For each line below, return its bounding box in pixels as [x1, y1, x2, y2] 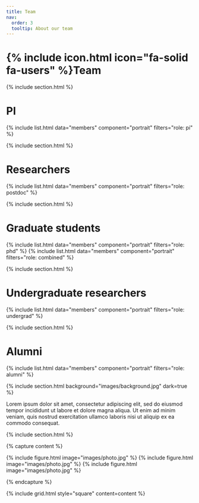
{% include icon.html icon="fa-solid [6, 51, 188, 64]
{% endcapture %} [6, 478, 52, 485]
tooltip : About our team [11, 25, 73, 32]
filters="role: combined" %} [6, 254, 74, 261]
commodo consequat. [6, 419, 60, 427]
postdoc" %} [6, 189, 37, 196]
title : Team [6, 8, 36, 15]
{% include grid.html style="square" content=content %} [6, 490, 146, 497]
